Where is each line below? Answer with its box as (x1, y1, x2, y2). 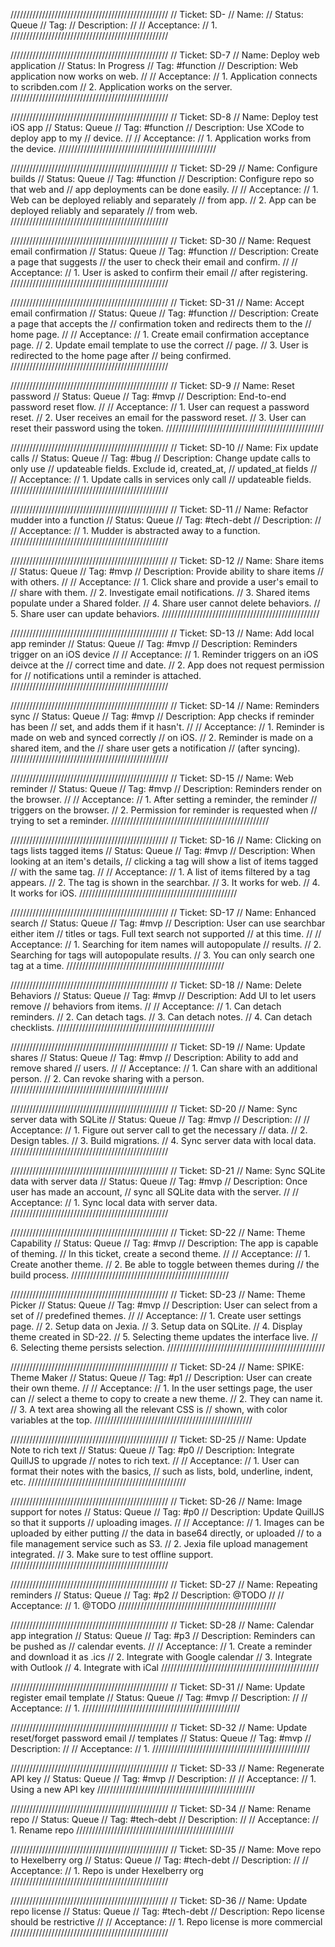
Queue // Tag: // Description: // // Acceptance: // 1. (10, 19, 218, 31)
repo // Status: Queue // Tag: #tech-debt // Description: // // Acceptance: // (10, 1814, 319, 1825)
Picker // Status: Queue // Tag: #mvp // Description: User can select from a (10, 1299, 318, 1311)
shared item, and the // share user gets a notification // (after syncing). (10, 742, 301, 754)
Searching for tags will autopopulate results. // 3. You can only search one (10, 949, 315, 961)
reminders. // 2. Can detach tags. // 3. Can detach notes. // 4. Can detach (10, 1011, 313, 1023)
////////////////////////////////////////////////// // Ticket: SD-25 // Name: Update (10, 1434, 307, 1445)
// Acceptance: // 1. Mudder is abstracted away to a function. (10, 525, 261, 536)
